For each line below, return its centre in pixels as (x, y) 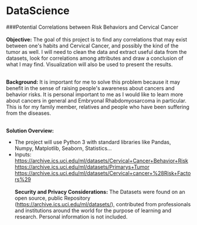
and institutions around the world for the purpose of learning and (93, 210)
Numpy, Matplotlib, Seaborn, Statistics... (63, 148)
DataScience (38, 11)
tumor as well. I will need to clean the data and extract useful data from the (96, 52)
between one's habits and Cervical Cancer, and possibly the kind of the (92, 46)
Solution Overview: (30, 131)
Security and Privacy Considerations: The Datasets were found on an (100, 192)
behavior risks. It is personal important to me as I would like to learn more (95, 94)
